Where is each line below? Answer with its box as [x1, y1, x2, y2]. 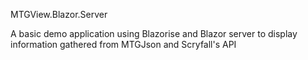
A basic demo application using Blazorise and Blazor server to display [10, 28, 298, 39]
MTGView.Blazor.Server [10, 9, 108, 20]
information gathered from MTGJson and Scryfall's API [10, 39, 237, 50]
